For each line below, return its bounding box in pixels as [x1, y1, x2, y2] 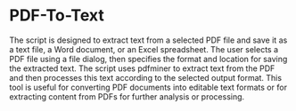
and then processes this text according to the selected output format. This [9, 72, 283, 83]
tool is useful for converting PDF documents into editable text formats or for [9, 82, 288, 92]
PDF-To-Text [9, 5, 104, 26]
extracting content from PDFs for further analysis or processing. [9, 91, 245, 102]
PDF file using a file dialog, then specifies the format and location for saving [9, 53, 288, 64]
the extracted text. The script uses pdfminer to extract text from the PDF [9, 63, 275, 74]
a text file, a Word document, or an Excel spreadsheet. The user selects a [9, 44, 279, 54]
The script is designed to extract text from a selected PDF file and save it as [9, 35, 288, 45]
